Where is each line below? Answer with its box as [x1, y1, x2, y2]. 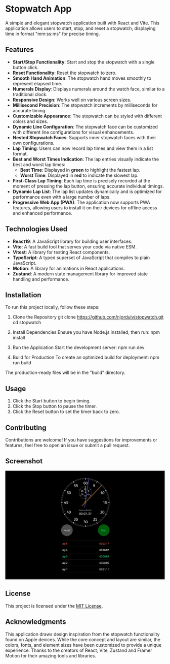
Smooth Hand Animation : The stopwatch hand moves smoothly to [12, 75, 152, 81]
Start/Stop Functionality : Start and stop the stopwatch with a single [12, 59, 155, 65]
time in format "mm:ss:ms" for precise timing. [5, 30, 100, 37]
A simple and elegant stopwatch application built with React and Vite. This [5, 20, 160, 26]
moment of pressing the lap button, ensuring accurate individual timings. [12, 183, 164, 189]
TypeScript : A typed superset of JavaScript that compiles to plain [12, 255, 150, 261]
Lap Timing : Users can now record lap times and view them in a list [12, 145, 153, 151]
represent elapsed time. [12, 80, 62, 86]
